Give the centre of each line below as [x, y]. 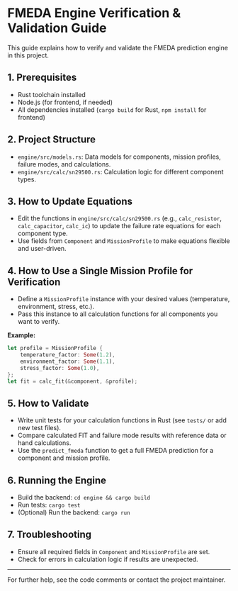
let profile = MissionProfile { [55, 349]
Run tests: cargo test [49, 505]
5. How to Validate [48, 403]
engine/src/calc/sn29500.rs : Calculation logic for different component [120, 171]
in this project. [28, 55]
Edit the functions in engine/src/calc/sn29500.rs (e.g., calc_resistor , [119, 218]
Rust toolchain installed [52, 94]
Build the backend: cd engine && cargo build [84, 497]
